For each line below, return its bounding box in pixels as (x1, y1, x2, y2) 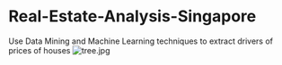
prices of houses (8, 45, 71, 55)
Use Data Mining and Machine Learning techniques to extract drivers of (8, 36, 273, 46)
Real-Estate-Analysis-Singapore (8, 6, 257, 27)
